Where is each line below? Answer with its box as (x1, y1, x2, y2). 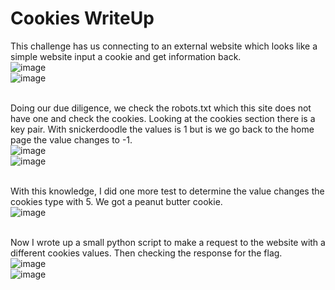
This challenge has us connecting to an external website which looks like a (10, 40, 318, 52)
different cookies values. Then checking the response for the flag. (10, 247, 283, 259)
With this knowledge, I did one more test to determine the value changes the (10, 185, 325, 197)
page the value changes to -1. (10, 133, 133, 146)
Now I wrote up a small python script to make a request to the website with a (10, 236, 326, 248)
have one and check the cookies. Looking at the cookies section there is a (10, 112, 316, 124)
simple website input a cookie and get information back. (10, 50, 242, 62)
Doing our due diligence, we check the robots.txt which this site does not (10, 102, 312, 114)
